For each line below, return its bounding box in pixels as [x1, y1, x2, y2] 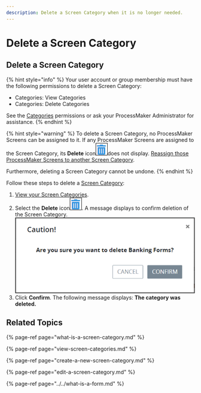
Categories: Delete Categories [14, 100, 90, 107]
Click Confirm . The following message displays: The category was [14, 294, 181, 301]
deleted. [14, 300, 36, 307]
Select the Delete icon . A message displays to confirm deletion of [14, 204, 189, 211]
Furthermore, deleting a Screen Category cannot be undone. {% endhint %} [6, 168, 193, 175]
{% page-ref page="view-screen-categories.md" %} [6, 345, 137, 352]
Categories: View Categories [14, 93, 86, 101]
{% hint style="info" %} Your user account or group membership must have [6, 75, 193, 83]
